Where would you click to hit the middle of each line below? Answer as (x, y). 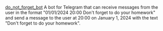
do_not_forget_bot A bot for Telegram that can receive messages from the (82, 7)
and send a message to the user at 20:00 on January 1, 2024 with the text (81, 18)
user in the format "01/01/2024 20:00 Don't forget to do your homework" (80, 12)
